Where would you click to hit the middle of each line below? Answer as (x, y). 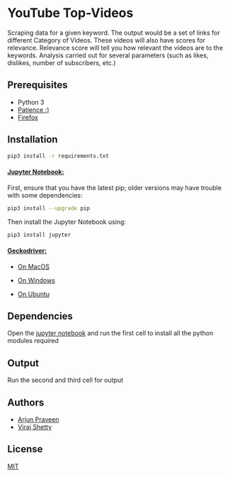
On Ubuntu (34, 294)
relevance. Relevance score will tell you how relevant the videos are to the (115, 47)
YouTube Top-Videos (70, 13)
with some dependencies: (45, 195)
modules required (33, 341)
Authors (26, 402)
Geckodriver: (27, 250)
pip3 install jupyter (39, 235)
